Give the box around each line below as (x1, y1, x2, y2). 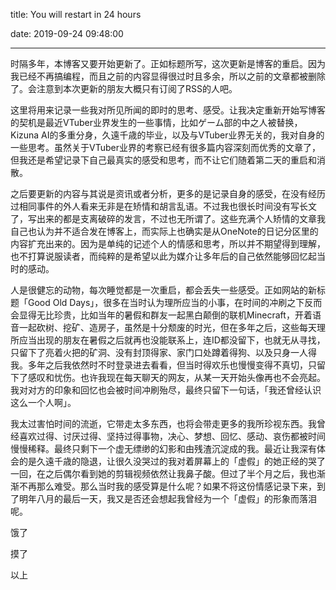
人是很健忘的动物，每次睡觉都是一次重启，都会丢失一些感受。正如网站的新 (10, 284, 317, 296)
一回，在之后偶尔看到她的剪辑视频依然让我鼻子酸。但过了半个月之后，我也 (10, 468, 317, 479)
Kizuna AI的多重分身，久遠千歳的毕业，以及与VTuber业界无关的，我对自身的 (10, 129, 325, 141)
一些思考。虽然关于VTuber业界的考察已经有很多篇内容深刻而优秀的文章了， (10, 142, 321, 153)
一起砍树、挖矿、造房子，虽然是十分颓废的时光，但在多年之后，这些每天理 (18, 322, 326, 333)
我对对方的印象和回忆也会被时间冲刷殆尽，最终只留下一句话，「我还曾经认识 (10, 384, 322, 396)
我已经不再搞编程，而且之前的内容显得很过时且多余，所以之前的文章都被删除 (10, 70, 326, 82)
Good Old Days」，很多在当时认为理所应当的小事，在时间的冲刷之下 (27, 297, 305, 308)
